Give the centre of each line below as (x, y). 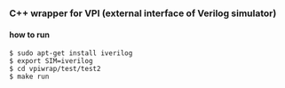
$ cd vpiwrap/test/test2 (55, 69)
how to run (30, 35)
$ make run (29, 77)
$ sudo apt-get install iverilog (71, 53)
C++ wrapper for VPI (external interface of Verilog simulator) (143, 13)
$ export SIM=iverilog (51, 61)
